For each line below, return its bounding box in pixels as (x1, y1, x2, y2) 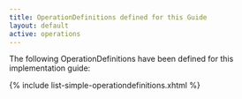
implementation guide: (9, 63, 91, 73)
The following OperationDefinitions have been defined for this (9, 54, 234, 65)
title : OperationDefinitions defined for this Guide (9, 12, 208, 22)
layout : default (9, 21, 69, 30)
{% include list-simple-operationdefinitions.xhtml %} (9, 80, 200, 91)
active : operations (9, 29, 81, 38)
